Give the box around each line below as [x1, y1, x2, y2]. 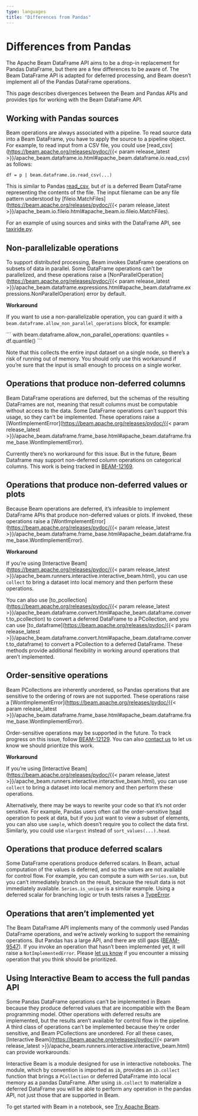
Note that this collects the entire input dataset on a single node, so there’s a [6, 349, 190, 356]
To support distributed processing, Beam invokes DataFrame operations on [6, 259, 189, 266]
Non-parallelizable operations [6, 243, 119, 253]
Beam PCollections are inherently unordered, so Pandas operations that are [6, 686, 190, 693]
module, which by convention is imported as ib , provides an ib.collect [6, 1066, 180, 1073]
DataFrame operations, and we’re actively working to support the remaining [6, 931, 190, 938]
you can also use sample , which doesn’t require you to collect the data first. [6, 820, 189, 827]
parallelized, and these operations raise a [6, 271, 106, 279]
